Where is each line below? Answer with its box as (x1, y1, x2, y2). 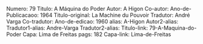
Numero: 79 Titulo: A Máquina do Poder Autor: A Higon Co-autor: (6, 5, 169, 12)
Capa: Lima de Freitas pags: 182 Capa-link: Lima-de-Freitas (22, 31, 171, 38)
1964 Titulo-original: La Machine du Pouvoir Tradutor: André (40, 11, 190, 19)
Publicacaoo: (6, 11, 39, 19)
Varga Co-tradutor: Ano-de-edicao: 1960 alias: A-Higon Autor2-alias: (6, 18, 179, 25)
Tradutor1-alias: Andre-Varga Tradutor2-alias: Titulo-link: (6, 24, 148, 31)
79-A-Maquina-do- (149, 24, 197, 31)
